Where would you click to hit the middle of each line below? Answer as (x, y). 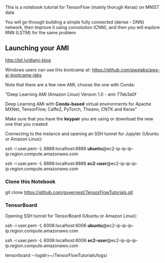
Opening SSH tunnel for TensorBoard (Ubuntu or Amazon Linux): (71, 216)
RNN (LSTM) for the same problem (41, 33)
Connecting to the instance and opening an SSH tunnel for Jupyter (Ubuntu (82, 133)
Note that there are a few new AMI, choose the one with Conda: (70, 84)
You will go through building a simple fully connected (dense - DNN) (75, 22)
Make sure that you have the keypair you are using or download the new (79, 119)
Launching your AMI (37, 48)
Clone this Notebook (30, 182)
